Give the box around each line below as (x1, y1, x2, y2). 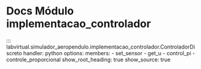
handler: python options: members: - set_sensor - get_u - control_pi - (23, 49, 196, 56)
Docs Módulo (6, 4, 74, 18)
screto (6, 49, 22, 56)
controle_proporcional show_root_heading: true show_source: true (6, 56, 171, 63)
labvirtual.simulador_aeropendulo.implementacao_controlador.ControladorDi (6, 43, 196, 50)
